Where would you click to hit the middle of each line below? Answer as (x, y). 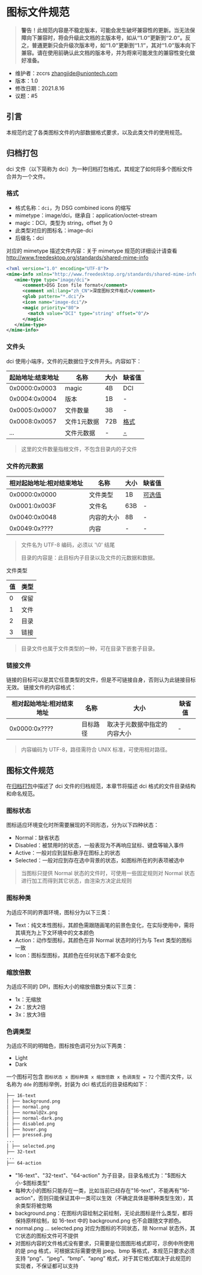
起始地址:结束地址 (34, 378)
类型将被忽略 (36, 1205)
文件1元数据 (82, 422)
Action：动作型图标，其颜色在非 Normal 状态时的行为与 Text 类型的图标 (103, 940)
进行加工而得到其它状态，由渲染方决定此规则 (76, 881)
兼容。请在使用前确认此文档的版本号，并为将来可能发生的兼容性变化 (105, 52)
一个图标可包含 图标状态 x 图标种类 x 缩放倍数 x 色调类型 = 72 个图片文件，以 (99, 1077)
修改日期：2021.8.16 (40, 88)
